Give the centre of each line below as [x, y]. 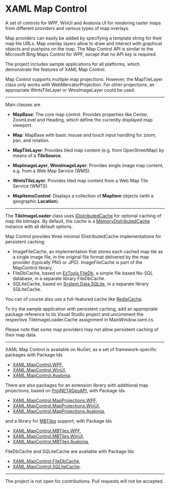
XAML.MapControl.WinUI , [39, 370]
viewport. [23, 125]
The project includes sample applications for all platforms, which [73, 64]
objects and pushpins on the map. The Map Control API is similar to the [79, 49]
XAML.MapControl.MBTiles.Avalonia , [51, 441]
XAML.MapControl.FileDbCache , [47, 461]
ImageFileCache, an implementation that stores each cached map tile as [88, 251]
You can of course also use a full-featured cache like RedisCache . [74, 299]
